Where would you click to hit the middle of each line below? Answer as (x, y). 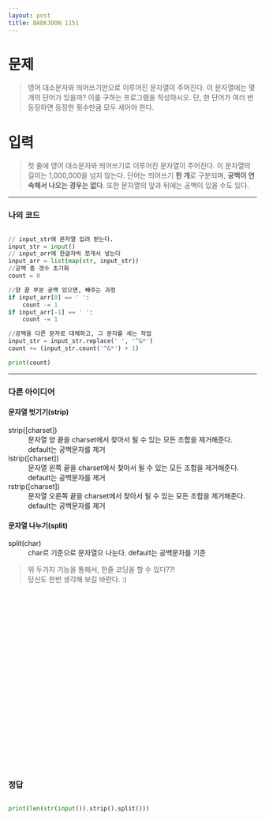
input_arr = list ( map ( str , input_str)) (74, 261)
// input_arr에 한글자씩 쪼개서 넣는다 (64, 254)
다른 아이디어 (32, 392)
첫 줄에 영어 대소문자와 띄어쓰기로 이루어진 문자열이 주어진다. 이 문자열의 (139, 166)
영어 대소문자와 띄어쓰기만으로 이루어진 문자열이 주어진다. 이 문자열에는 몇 (141, 88)
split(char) (25, 544)
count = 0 (24, 276)
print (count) (30, 363)
